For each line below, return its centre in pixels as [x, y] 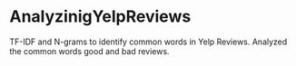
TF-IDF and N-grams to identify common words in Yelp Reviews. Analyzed [148, 42]
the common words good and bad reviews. [89, 51]
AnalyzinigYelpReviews [100, 17]
